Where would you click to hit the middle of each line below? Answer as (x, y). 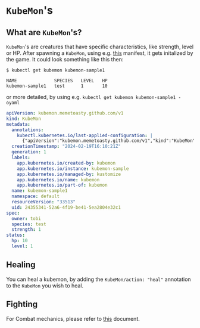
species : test (29, 224)
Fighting (22, 304)
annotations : (28, 130)
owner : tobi (26, 218)
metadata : (18, 124)
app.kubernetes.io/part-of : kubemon (62, 185)
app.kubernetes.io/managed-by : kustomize (69, 174)
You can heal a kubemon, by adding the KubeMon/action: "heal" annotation (99, 279)
